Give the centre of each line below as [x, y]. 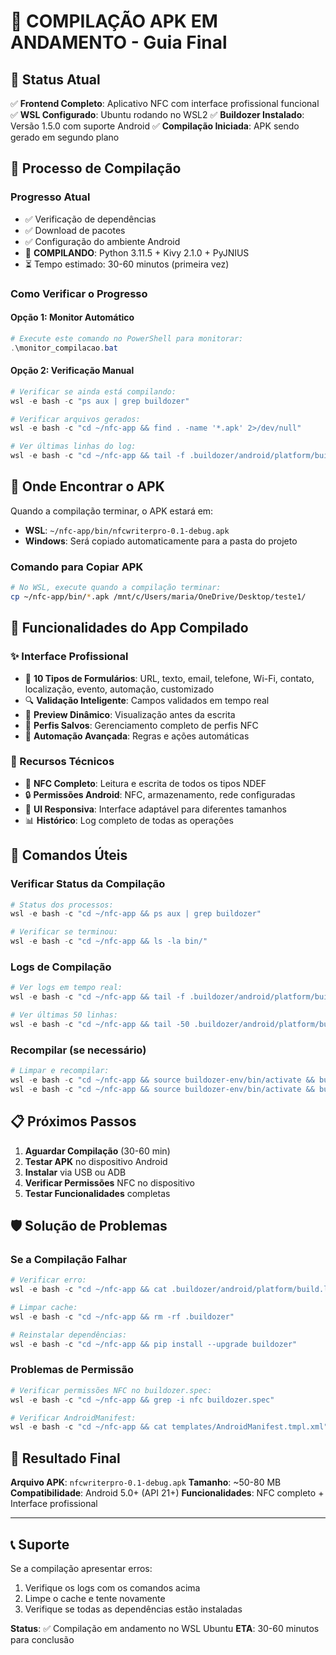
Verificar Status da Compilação [88, 884]
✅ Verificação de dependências [90, 219]
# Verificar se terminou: [64, 932]
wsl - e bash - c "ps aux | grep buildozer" [100, 401]
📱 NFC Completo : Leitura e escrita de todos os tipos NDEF [145, 783]
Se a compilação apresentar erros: [81, 1568]
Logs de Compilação [61, 967]
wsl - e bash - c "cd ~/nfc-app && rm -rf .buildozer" [122, 1316]
